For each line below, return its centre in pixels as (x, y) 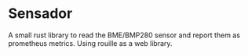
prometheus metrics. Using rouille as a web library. (90, 43)
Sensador (40, 14)
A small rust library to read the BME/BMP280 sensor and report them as (124, 35)
